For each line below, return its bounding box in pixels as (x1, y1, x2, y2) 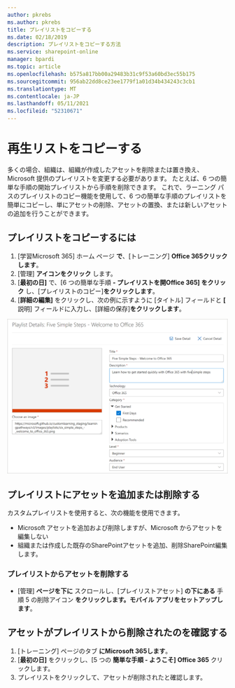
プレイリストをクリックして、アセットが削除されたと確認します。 (17, 673, 206, 681)
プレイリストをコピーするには (7, 232, 136, 244)
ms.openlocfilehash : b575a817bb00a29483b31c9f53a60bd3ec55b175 (7, 70, 196, 77)
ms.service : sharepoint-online (7, 48, 99, 55)
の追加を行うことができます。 (7, 209, 93, 218)
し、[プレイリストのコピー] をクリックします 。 (25, 286, 159, 295)
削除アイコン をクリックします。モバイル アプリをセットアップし (36, 595, 224, 604)
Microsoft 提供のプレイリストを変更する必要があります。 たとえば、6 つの (7, 174, 221, 183)
